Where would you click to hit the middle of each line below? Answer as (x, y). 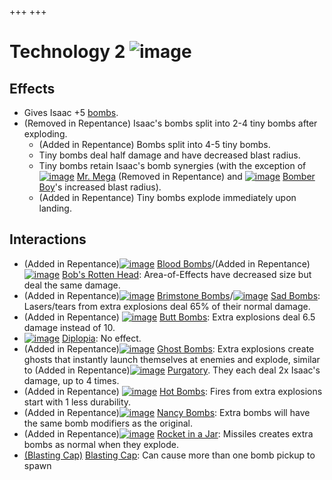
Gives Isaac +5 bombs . (71, 112)
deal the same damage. (72, 285)
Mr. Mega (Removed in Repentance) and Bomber (196, 176)
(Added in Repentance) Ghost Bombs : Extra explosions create (169, 348)
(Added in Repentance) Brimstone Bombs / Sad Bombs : (172, 295)
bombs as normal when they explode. (101, 444)
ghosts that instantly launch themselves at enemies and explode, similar (172, 359)
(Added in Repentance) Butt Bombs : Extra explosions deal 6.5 (169, 317)
